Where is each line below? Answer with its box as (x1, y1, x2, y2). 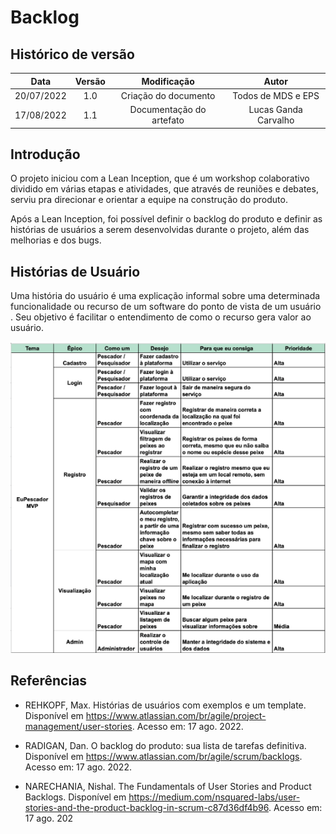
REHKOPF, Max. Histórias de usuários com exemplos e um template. (24, 699, 307, 711)
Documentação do (129, 104, 207, 115)
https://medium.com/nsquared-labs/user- (128, 791, 301, 803)
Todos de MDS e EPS (232, 89, 320, 101)
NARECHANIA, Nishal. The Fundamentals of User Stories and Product (24, 780, 312, 792)
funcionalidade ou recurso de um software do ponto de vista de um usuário (10, 301, 322, 313)
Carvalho (257, 114, 295, 126)
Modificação (141, 75, 195, 87)
